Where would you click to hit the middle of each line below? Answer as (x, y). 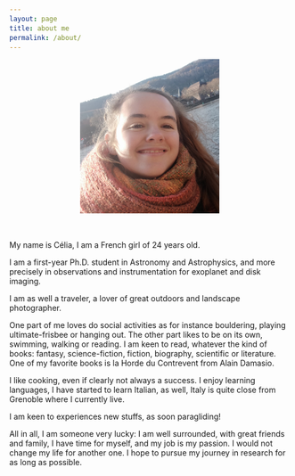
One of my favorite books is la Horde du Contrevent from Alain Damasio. (142, 363)
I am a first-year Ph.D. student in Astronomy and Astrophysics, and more (143, 262)
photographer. (36, 308)
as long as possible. (46, 463)
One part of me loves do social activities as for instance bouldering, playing (148, 325)
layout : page (33, 19)
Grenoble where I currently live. (67, 399)
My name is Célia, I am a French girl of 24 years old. (105, 245)
